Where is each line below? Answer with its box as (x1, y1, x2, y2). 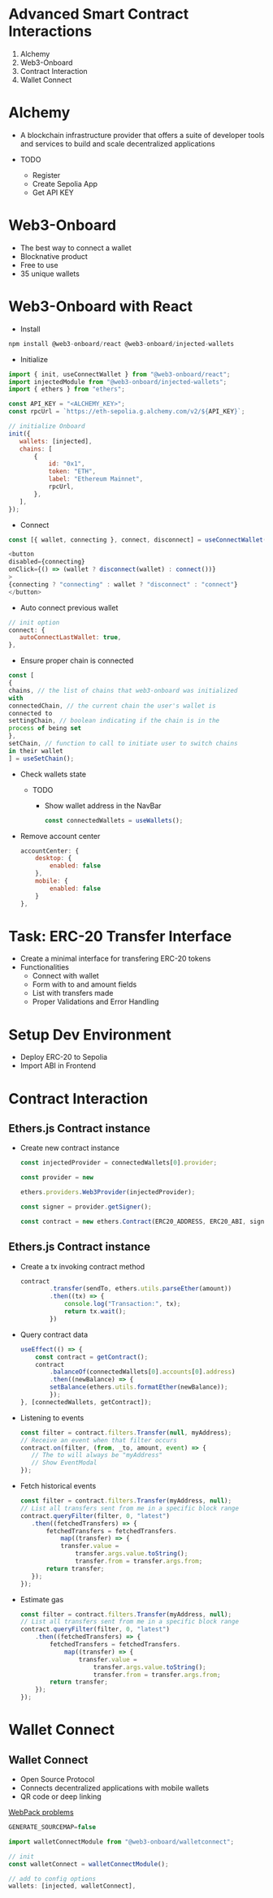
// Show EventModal (31, 1459, 97, 1467)
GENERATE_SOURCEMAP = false (8, 1823, 96, 1831)
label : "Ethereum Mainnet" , (48, 475, 144, 483)
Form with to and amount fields (32, 979, 137, 989)
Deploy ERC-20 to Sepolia (19, 1053, 108, 1062)
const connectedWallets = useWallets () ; (44, 816, 184, 824)
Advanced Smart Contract (8, 5, 189, 24)
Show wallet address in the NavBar (44, 801, 162, 811)
